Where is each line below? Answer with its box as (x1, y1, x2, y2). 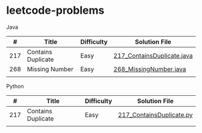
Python (6, 82, 24, 90)
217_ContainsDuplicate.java (113, 52, 193, 60)
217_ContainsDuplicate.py (118, 110, 193, 119)
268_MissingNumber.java (113, 65, 186, 73)
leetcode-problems (6, 4, 105, 17)
